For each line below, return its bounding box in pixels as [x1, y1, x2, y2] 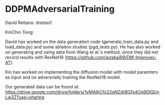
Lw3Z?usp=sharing [5, 94, 44, 100]
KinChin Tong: [5, 29, 34, 35]
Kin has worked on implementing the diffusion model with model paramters [5, 69, 158, 75]
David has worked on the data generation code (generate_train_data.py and [5, 38, 159, 45]
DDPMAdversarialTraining [5, 3, 115, 15]
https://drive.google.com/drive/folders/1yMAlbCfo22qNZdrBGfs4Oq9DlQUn [5, 89, 160, 95]
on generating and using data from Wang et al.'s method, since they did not [5, 49, 159, 55]
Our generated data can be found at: [5, 83, 80, 89]
